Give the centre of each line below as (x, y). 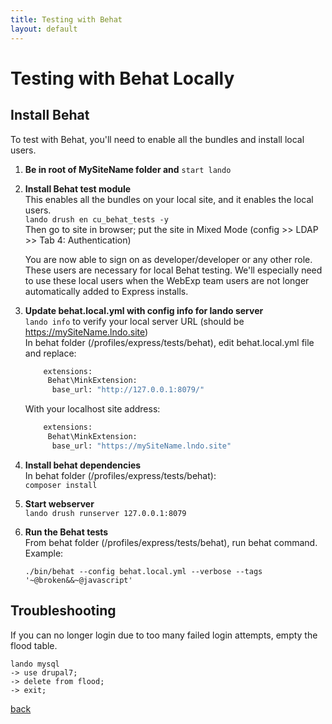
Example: (44, 553)
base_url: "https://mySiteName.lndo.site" (141, 446)
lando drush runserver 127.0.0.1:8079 (105, 513)
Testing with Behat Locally (122, 78)
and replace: (50, 353)
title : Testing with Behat (66, 19)
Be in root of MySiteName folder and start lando (128, 169)
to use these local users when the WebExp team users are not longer (167, 280)
